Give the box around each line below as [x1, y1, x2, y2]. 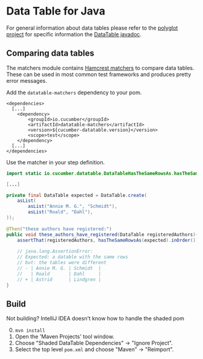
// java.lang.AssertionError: [17, 248, 94, 254]
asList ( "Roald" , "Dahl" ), [28, 209, 94, 215]
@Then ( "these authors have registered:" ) [6, 225, 112, 232]
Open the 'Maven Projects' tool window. [14, 333, 115, 340]
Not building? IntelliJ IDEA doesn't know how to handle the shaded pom [6, 315, 184, 322]
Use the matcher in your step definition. [6, 158, 105, 166]
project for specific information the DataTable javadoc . [6, 30, 142, 37]
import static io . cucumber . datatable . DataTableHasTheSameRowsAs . [6, 170, 174, 176]
